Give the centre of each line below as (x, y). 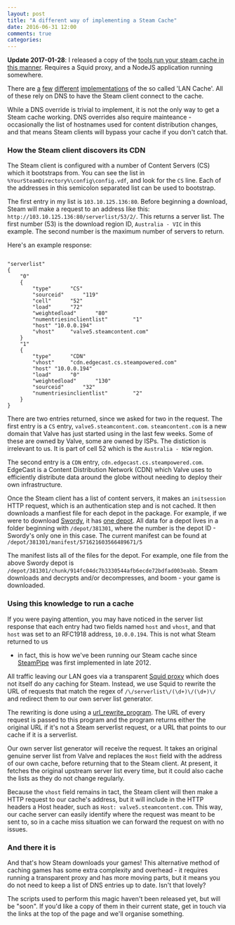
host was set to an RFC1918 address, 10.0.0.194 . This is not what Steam (112, 634)
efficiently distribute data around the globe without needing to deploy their (115, 477)
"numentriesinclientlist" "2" (87, 394)
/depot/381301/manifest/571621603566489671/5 (75, 542)
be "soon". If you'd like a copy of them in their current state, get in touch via (117, 906)
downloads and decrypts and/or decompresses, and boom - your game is (114, 578)
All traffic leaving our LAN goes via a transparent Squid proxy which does (113, 676)
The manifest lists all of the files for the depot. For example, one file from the (118, 556)
